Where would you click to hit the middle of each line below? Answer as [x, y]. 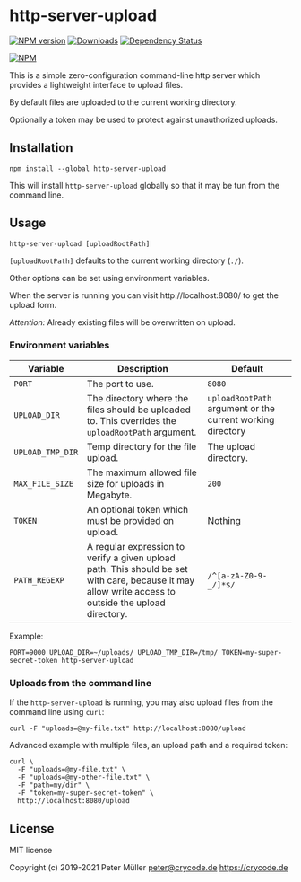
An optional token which [138, 509]
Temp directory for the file [142, 446]
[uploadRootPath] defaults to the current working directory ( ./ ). [127, 260]
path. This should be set [137, 569]
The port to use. [120, 384]
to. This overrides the [131, 420]
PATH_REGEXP [39, 580]
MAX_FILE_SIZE [44, 483]
